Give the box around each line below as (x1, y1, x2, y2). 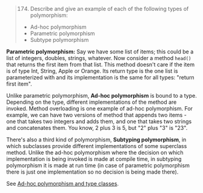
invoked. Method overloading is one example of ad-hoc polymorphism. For (6, 105, 193, 112)
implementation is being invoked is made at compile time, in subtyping (6, 155, 182, 163)
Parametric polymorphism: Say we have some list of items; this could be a (6, 48, 194, 55)
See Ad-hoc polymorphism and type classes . (6, 180, 119, 187)
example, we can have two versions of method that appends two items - (6, 112, 187, 118)
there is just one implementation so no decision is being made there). (6, 168, 179, 175)
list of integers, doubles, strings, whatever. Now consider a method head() (6, 55, 192, 61)
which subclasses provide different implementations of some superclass (6, 143, 187, 149)
